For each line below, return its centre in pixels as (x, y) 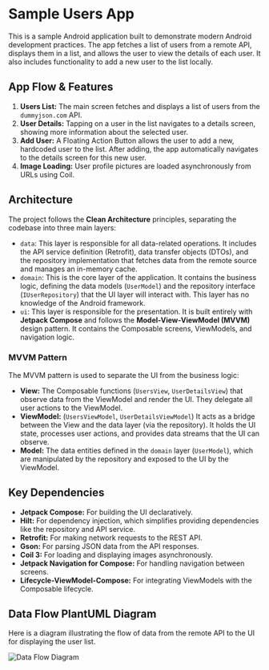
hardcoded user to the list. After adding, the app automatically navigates (139, 148)
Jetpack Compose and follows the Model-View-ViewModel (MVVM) (135, 320)
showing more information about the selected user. (104, 132)
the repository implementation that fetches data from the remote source (139, 260)
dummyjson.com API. (51, 115)
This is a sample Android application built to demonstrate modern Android (130, 36)
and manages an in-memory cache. (78, 269)
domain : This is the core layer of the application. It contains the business (138, 277)
